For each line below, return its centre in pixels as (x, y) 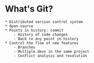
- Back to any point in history (46, 39)
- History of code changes (41, 34)
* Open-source (19, 26)
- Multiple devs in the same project (52, 51)
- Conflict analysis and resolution (51, 56)
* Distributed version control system (44, 22)
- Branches (25, 47)
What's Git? (29, 9)
